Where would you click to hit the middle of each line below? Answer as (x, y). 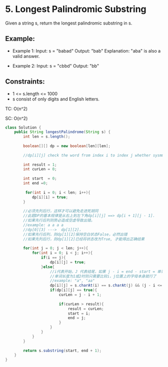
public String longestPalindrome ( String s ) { (62, 132)
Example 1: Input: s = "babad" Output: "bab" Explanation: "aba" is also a (86, 50)
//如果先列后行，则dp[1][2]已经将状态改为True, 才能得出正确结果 (84, 239)
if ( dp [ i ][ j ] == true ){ (73, 290)
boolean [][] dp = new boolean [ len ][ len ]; (67, 146)
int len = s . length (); (47, 137)
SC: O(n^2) (16, 118)
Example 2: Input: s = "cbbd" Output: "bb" (55, 65)
